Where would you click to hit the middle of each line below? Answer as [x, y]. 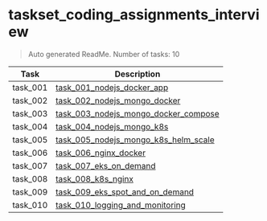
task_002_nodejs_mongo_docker [118, 100]
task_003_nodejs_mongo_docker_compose [137, 113]
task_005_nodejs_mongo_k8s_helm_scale [135, 140]
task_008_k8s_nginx [94, 178]
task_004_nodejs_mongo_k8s [112, 126]
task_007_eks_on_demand [105, 166]
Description [138, 74]
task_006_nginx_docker [101, 153]
